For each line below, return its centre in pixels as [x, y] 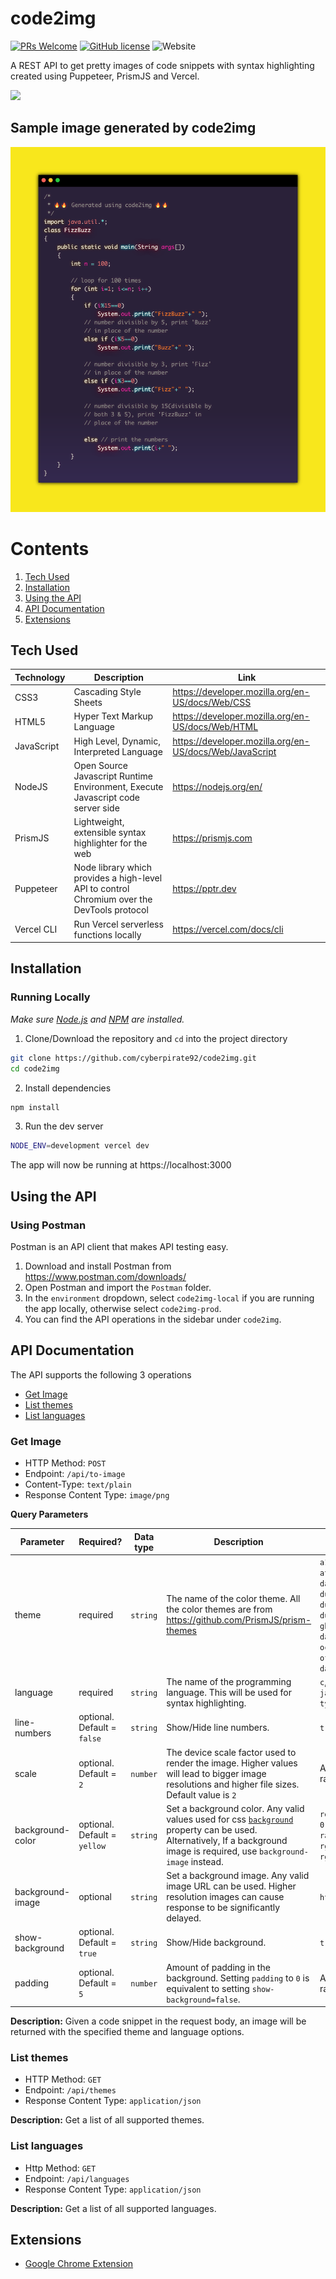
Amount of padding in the [218, 1967]
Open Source [100, 765]
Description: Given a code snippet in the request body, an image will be [158, 2021]
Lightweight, [99, 822]
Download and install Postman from [98, 1266]
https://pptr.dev [204, 889]
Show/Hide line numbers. [218, 1728]
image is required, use [212, 1851]
